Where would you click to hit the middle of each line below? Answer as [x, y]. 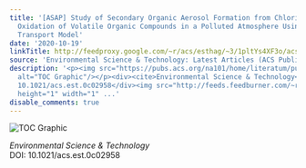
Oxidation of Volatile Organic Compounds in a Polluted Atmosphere [148, 26]
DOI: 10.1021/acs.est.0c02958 [65, 155]
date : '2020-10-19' [46, 43]
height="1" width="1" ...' [69, 94]
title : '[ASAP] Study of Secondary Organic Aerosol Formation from [140, 18]
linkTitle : [30, 52]
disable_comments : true [55, 102]
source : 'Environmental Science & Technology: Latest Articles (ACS [142, 60]
